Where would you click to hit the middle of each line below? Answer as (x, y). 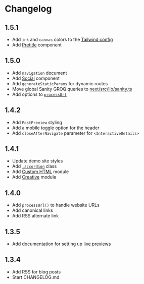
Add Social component (36, 78)
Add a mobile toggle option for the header (56, 128)
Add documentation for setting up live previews (61, 244)
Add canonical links (33, 210)
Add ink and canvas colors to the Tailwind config (62, 39)
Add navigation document (39, 73)
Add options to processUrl (39, 94)
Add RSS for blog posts (36, 272)
